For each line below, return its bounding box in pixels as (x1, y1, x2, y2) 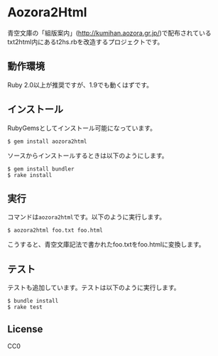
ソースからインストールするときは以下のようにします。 (7, 151, 168, 160)
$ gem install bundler (7, 165, 75, 173)
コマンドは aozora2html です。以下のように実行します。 (7, 212, 165, 221)
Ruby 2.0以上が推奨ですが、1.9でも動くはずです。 (7, 80, 153, 89)
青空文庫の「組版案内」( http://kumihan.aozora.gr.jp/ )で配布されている (7, 28, 212, 37)
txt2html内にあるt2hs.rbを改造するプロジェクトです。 (7, 37, 164, 46)
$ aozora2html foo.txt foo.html (7, 227, 103, 234)
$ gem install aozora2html (7, 138, 87, 145)
